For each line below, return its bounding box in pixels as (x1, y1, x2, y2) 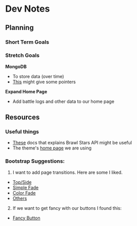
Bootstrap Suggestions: (5, 158, 65, 165)
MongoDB (5, 63, 27, 69)
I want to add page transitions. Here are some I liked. (12, 169, 123, 175)
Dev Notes (5, 3, 50, 15)
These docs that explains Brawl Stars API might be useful (12, 140, 132, 146)
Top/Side (12, 179, 32, 185)
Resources (5, 113, 40, 122)
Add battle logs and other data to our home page (12, 98, 115, 104)
